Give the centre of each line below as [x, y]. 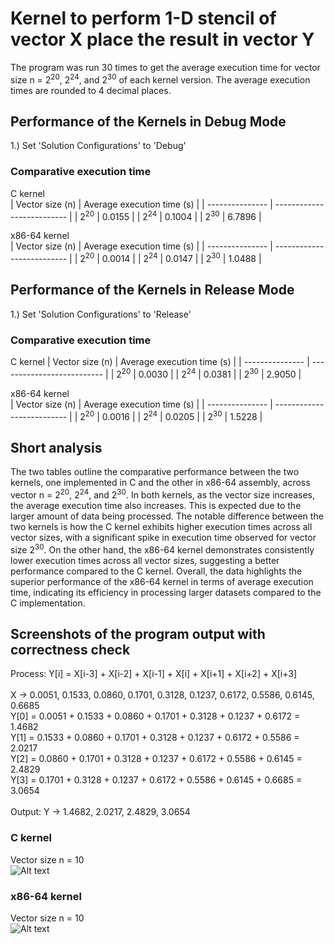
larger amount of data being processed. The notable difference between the [167, 516]
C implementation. [48, 603]
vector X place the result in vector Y [162, 39]
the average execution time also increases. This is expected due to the [156, 505]
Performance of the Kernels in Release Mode [152, 290]
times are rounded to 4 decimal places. [91, 90]
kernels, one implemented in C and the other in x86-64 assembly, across [160, 483]
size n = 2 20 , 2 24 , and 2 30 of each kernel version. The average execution [160, 79]
